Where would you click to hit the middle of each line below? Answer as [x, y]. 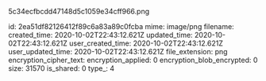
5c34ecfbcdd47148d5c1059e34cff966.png [79, 11]
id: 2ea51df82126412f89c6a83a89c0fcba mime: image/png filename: [121, 26]
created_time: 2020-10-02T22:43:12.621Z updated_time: [100, 35]
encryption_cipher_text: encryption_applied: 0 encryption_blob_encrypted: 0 [133, 60]
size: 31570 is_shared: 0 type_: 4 [62, 68]
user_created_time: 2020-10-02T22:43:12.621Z [146, 43]
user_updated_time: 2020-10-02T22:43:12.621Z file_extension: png [118, 52]
